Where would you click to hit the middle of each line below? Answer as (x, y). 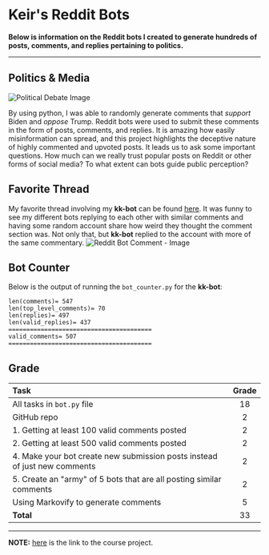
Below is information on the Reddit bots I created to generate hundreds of (133, 37)
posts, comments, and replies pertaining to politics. (96, 45)
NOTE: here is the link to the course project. (81, 543)
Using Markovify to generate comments (87, 502)
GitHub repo (35, 417)
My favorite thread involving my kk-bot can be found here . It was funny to (130, 208)
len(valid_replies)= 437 (50, 323)
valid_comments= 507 (43, 337)
